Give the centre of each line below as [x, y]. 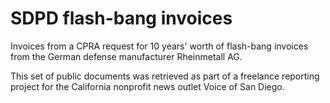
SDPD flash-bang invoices [121, 18]
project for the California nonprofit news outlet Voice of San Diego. [147, 86]
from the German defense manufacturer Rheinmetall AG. [126, 56]
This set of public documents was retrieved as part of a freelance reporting [165, 76]
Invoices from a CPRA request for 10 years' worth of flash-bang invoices [159, 46]
